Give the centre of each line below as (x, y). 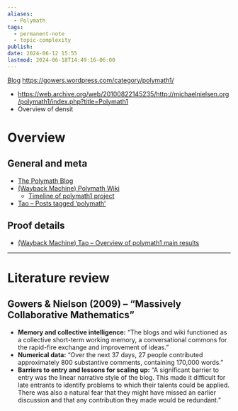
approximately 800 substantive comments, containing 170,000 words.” (120, 362)
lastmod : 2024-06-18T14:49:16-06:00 (61, 60)
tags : (15, 27)
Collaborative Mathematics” (71, 315)
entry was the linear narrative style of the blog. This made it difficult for (121, 377)
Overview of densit (45, 109)
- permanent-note (39, 34)
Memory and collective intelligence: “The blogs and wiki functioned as (122, 332)
